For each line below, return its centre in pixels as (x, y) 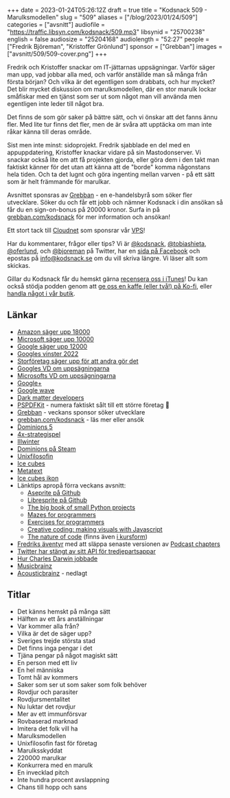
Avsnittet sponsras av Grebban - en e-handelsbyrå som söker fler (100, 195)
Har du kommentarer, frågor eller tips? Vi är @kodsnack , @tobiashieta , (107, 243)
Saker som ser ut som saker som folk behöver (82, 684)
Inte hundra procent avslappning (63, 779)
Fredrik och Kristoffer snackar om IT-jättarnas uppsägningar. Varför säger (111, 67)
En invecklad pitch (43, 772)
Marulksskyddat (40, 750)
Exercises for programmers (66, 522)
